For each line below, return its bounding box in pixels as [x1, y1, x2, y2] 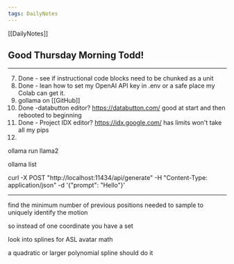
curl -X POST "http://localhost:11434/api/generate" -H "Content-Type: [8, 174, 208, 182]
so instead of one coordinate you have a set [8, 222, 134, 230]
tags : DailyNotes [8, 10, 58, 17]
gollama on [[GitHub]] [17, 97, 81, 105]
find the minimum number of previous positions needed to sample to [8, 201, 204, 209]
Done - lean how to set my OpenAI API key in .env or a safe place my [17, 81, 215, 90]
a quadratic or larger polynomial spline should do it [8, 249, 153, 257]
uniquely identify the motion [8, 208, 88, 217]
